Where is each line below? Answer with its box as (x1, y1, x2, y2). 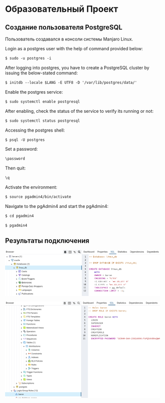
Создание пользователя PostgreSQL (5, 23, 123, 32)
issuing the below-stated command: (5, 70, 78, 76)
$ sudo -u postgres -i (5, 56, 52, 61)
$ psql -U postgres (5, 137, 45, 142)
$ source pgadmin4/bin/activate (5, 195, 71, 200)
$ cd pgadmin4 (5, 213, 34, 218)
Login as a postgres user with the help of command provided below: (5, 46, 143, 51)
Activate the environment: (5, 184, 57, 190)
